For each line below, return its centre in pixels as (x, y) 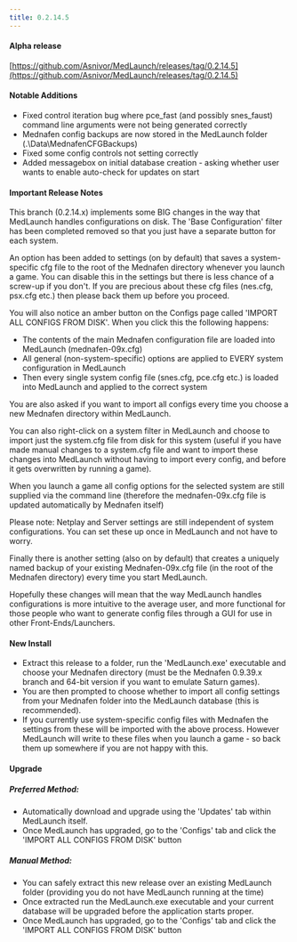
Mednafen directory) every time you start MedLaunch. (108, 577)
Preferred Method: (44, 789)
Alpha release (36, 46)
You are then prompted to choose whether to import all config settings (151, 692)
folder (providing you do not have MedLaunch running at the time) (143, 892)
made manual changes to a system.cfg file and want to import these (134, 450)
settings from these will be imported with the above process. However (151, 729)
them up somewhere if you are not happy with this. (115, 748)
